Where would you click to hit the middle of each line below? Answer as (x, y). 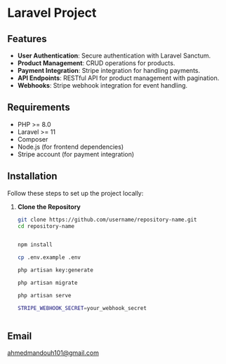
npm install (35, 245)
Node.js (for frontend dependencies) (71, 147)
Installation (32, 176)
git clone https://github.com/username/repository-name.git (107, 220)
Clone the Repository (49, 207)
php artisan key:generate (55, 270)
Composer (33, 139)
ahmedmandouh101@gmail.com (53, 353)
